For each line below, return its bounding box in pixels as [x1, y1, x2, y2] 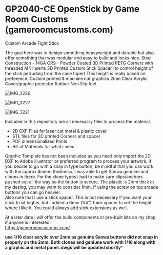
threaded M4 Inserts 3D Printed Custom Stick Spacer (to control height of [5, 65, 153, 71]
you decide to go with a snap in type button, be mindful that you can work [5, 163, 154, 169]
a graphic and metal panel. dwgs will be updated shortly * [5, 244, 123, 250]
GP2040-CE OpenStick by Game [5, 3, 140, 15]
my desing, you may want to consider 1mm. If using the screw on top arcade [5, 184, 159, 190]
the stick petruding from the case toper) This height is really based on [5, 70, 145, 76]
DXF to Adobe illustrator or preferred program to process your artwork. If [5, 158, 152, 164]
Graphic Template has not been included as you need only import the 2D [5, 153, 151, 159]
